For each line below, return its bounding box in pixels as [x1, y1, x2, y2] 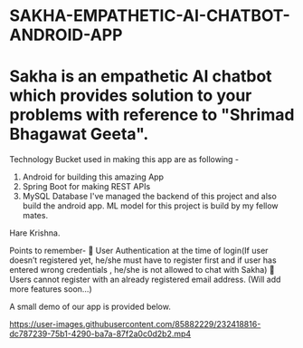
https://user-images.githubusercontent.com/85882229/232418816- [9, 319, 261, 330]
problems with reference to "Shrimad [9, 105, 295, 125]
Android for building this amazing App [22, 171, 165, 182]
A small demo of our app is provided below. [9, 301, 172, 313]
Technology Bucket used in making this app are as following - [9, 154, 240, 165]
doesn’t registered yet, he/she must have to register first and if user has [9, 255, 278, 266]
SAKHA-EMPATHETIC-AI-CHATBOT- [9, 5, 291, 26]
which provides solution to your [9, 85, 252, 106]
